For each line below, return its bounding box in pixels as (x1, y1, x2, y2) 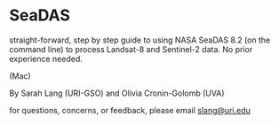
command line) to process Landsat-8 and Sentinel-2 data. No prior (9, 43, 253, 54)
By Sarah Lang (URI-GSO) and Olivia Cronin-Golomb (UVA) (9, 88, 225, 98)
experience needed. (9, 53, 83, 64)
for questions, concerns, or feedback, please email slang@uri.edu (9, 105, 251, 115)
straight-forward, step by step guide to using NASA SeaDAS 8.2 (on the (9, 35, 271, 45)
